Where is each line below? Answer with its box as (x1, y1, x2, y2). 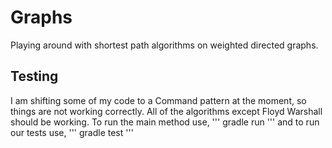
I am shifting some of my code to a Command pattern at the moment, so (10, 94, 307, 106)
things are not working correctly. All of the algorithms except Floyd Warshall (10, 105, 323, 117)
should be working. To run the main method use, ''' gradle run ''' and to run (10, 116, 320, 128)
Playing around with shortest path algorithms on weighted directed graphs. (10, 39, 319, 51)
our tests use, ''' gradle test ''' (10, 126, 134, 138)
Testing (10, 68, 59, 85)
